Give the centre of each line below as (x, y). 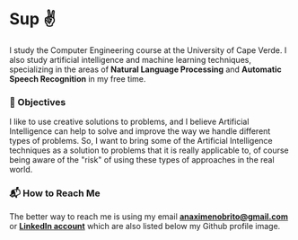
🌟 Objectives (38, 102)
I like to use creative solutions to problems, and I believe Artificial (129, 122)
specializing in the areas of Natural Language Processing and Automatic (145, 69)
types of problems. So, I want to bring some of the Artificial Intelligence (141, 141)
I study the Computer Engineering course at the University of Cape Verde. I (148, 50)
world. (21, 170)
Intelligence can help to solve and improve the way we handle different (140, 131)
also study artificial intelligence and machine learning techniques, (130, 59)
